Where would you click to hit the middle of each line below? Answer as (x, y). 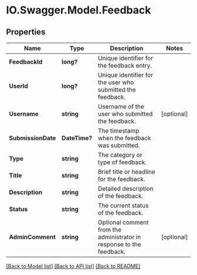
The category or (120, 155)
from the (110, 230)
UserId (18, 86)
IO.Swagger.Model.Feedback (79, 10)
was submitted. (119, 145)
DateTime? (77, 138)
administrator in (119, 237)
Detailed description (125, 189)
